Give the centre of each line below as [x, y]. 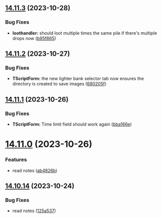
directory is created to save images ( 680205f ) [59, 84]
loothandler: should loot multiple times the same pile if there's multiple [84, 33]
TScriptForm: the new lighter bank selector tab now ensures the [78, 79]
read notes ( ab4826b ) [35, 171]
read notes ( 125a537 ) [34, 211]
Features [16, 160]
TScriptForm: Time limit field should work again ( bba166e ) [72, 124]
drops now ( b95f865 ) [34, 38]
